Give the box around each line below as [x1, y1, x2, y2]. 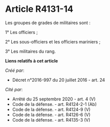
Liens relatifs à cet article [5, 58, 58, 63]
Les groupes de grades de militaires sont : [5, 20, 91, 26]
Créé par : [5, 67, 25, 73]
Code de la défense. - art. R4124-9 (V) [12, 106, 91, 112]
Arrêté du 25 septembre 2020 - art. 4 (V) [12, 96, 96, 102]
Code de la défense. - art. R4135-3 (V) [12, 117, 90, 123]
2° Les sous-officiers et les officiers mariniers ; [5, 38, 101, 45]
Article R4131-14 [5, 3, 73, 15]
